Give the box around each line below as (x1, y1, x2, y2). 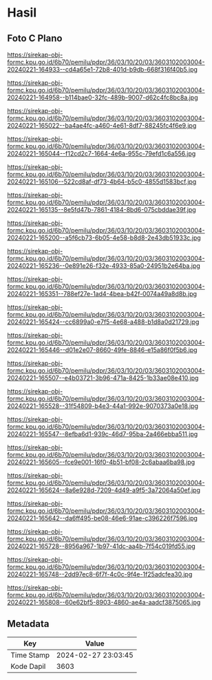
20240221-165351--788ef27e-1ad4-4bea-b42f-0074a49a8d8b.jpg (7, 290, 198, 298)
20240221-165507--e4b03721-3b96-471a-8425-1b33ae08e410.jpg (7, 374, 199, 382)
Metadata (7, 618, 50, 630)
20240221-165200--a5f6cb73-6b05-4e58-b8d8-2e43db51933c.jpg (7, 233, 201, 242)
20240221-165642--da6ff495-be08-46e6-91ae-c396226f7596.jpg (7, 514, 198, 522)
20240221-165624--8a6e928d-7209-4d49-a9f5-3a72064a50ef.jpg (7, 486, 201, 494)
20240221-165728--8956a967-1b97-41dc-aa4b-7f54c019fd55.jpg (7, 542, 196, 550)
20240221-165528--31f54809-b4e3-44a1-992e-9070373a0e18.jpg (7, 402, 198, 410)
